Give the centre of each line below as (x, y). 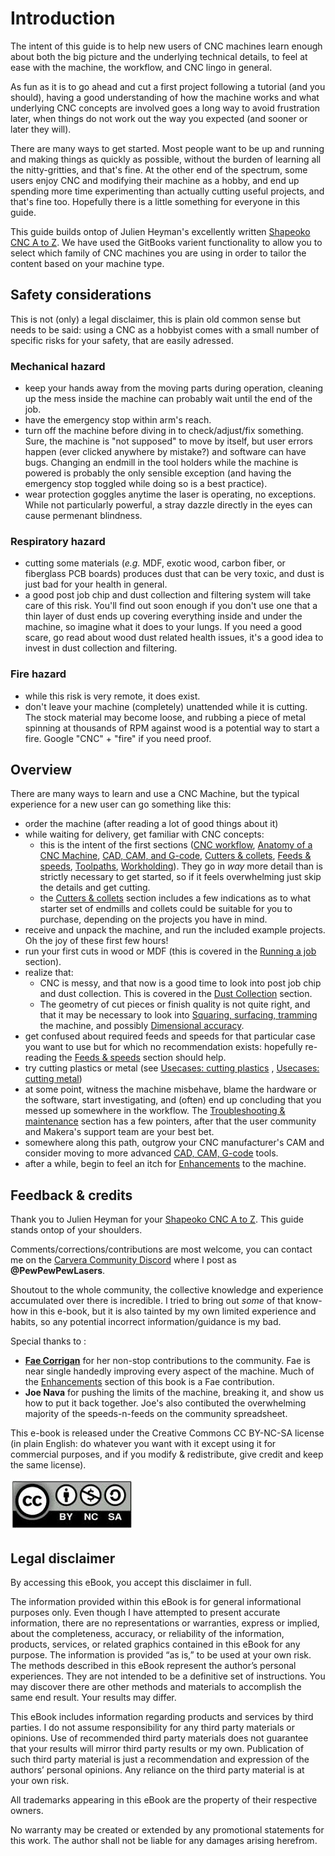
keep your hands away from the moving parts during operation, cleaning (173, 388)
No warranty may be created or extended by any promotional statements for (167, 1830)
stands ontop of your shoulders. (76, 1230)
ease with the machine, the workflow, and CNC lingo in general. (141, 67)
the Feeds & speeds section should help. (142, 1058)
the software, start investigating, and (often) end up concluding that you (173, 1100)
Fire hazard (38, 674)
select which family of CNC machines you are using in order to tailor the (158, 253)
